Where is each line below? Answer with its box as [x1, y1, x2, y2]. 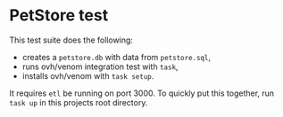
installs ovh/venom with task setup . [21, 70, 154, 81]
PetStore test [9, 5, 109, 26]
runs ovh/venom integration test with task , [21, 61, 179, 72]
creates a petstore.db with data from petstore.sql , [21, 51, 212, 62]
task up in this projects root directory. [9, 97, 148, 107]
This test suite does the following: [9, 35, 134, 45]
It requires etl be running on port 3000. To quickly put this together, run [9, 88, 275, 98]
